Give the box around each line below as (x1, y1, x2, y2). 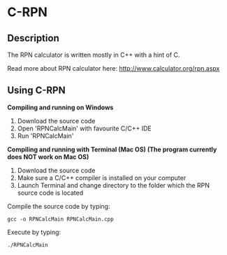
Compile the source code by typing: (7, 202, 110, 210)
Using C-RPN (7, 85, 66, 97)
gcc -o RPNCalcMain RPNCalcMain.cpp (7, 215, 114, 223)
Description (7, 32, 59, 44)
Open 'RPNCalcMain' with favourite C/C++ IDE (17, 124, 152, 132)
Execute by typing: (7, 228, 61, 236)
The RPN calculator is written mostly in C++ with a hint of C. (7, 50, 180, 59)
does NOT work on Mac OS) (7, 152, 89, 161)
